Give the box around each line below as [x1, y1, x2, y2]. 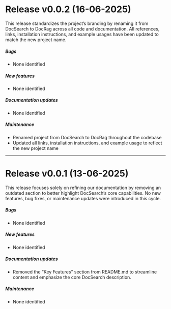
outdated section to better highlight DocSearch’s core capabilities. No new [5, 190, 161, 196]
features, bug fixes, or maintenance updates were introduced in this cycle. [5, 195, 161, 201]
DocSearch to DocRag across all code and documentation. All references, [5, 25, 160, 32]
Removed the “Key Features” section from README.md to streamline [12, 268, 157, 275]
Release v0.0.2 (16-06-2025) [5, 4, 131, 15]
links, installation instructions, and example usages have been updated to [5, 31, 159, 37]
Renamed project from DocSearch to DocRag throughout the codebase [12, 134, 162, 140]
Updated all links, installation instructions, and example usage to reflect [12, 140, 162, 146]
